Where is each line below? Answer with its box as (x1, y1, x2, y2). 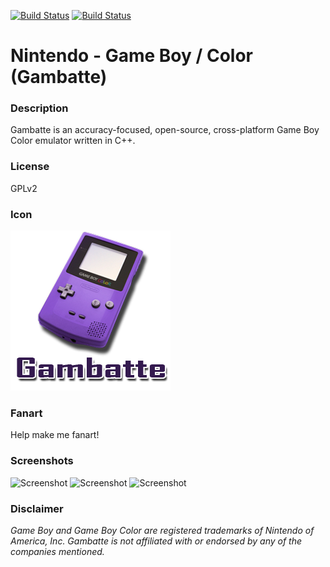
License (10, 160, 50, 174)
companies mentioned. (10, 545, 105, 557)
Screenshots (10, 454, 74, 468)
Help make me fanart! (10, 429, 100, 441)
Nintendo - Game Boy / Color (10, 45, 253, 67)
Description (10, 101, 69, 115)
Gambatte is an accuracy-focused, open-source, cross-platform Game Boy (10, 124, 320, 136)
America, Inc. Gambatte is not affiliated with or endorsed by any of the (10, 535, 303, 547)
